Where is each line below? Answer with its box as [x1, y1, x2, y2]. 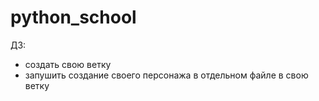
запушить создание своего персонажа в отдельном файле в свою [24, 69, 309, 81]
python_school [10, 6, 137, 29]
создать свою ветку [24, 58, 112, 70]
